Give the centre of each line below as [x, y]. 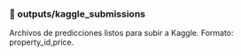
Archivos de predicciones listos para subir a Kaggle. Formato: [121, 33]
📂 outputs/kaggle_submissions [78, 14]
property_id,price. [42, 42]
